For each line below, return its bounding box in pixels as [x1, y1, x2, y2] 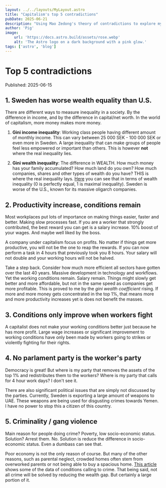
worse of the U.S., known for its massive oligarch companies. [12, 186, 137, 192]
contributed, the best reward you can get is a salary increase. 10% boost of [5, 224, 158, 230]
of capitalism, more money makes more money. [5, 120, 102, 126]
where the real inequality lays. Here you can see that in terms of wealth [12, 176, 158, 182]
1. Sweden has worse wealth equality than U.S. [5, 96, 152, 105]
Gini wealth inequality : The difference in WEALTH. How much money [12, 160, 154, 166]
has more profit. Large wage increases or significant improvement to [5, 329, 145, 335]
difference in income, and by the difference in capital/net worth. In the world [5, 114, 161, 120]
